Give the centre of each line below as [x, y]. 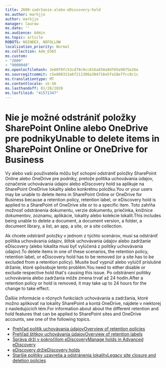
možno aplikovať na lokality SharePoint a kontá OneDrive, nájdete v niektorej [83, 303]
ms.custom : [16, 56]
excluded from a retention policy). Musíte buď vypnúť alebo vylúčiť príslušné [83, 262]
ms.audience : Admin [25, 33]
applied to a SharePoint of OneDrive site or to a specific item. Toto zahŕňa [80, 205]
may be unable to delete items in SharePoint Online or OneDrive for [74, 195]
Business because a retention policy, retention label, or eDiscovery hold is [81, 200]
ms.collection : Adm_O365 [31, 51]
